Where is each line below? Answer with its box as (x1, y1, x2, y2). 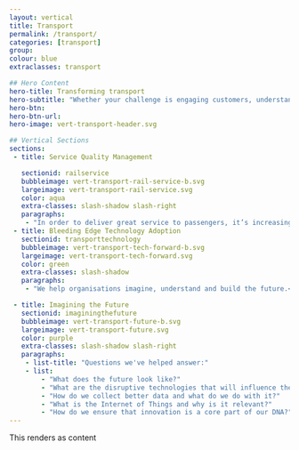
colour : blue (9, 54, 58, 63)
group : (9, 46, 34, 55)
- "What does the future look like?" (41, 374, 181, 383)
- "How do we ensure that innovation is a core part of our (41, 408, 269, 417)
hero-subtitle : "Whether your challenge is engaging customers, (9, 95, 253, 104)
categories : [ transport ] (9, 37, 101, 47)
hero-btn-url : (9, 112, 62, 121)
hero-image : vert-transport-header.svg (9, 120, 158, 129)
